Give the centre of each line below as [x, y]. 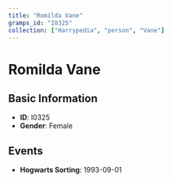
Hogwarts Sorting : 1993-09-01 [71, 170]
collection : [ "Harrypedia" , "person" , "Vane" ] [86, 30]
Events [26, 151]
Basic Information [53, 99]
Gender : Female [46, 126]
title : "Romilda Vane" [46, 15]
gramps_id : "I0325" [40, 23]
